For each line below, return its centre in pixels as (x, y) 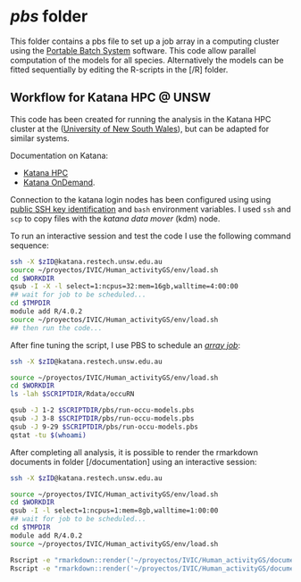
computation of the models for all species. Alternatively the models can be (147, 60)
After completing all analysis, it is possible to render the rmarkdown (134, 452)
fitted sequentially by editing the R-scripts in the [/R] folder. (119, 70)
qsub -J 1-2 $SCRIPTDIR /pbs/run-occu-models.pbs (102, 411)
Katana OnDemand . (59, 182)
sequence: (30, 245)
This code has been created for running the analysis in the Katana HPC (141, 119)
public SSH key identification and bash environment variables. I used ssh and (150, 209)
